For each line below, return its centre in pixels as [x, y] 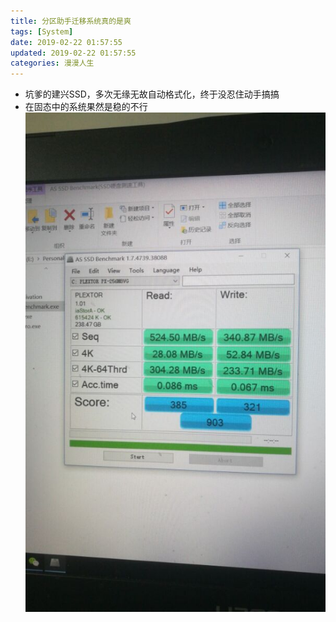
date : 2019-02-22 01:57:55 [66, 42]
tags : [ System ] [42, 31]
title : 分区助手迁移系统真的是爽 [71, 21]
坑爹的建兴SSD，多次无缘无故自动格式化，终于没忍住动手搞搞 [152, 94]
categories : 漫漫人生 [52, 63]
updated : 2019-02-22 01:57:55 [73, 53]
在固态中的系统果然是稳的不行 [86, 107]
